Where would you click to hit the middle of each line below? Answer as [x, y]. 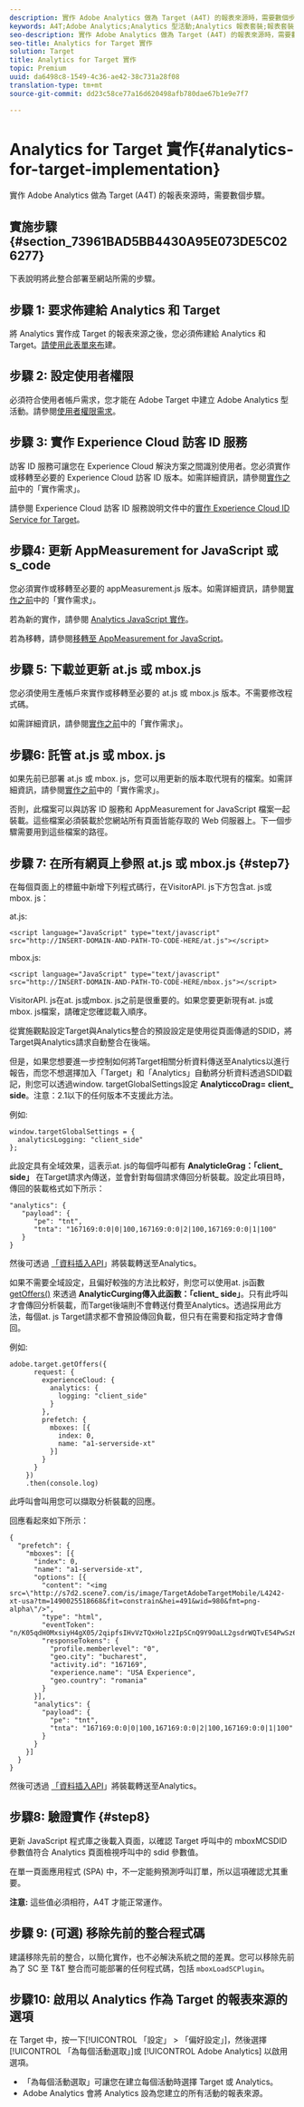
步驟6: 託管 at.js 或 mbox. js [87, 755]
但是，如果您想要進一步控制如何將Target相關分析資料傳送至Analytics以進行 [149, 1061]
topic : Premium [38, 69]
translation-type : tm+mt [56, 85]
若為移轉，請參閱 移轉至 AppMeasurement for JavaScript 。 [119, 638]
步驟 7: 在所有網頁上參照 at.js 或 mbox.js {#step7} [150, 863]
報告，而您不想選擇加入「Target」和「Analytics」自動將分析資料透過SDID [147, 1072]
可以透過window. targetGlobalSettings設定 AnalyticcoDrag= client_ [167, 1084]
